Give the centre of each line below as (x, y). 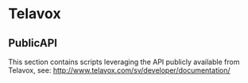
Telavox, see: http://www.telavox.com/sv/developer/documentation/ (119, 70)
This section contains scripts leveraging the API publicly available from (124, 62)
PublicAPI (33, 43)
